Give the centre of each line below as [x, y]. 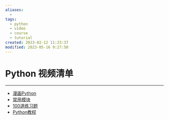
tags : [11, 19]
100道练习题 [25, 105]
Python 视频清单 [39, 74]
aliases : [14, 10]
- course [19, 33]
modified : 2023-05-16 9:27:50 [37, 47]
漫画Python [24, 93]
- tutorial [21, 38]
